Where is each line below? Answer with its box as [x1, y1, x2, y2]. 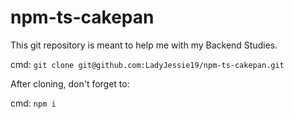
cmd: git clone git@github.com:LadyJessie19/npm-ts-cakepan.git [10, 58, 285, 70]
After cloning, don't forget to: [10, 77, 130, 90]
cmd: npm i [10, 97, 57, 109]
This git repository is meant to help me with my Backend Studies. [10, 39, 278, 51]
